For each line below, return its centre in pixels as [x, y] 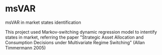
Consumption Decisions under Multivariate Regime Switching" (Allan [75, 42]
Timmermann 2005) [26, 48]
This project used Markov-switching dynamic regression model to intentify [81, 32]
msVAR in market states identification [43, 22]
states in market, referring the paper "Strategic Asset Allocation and [74, 37]
